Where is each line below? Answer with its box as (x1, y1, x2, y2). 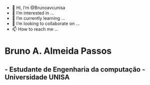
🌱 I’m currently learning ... (11, 15, 65, 21)
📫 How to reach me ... (11, 26, 58, 32)
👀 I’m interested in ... (11, 10, 54, 16)
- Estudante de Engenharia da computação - (4, 65, 145, 74)
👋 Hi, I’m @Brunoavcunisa (11, 5, 65, 10)
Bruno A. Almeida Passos (4, 45, 112, 57)
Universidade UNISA (4, 73, 70, 82)
